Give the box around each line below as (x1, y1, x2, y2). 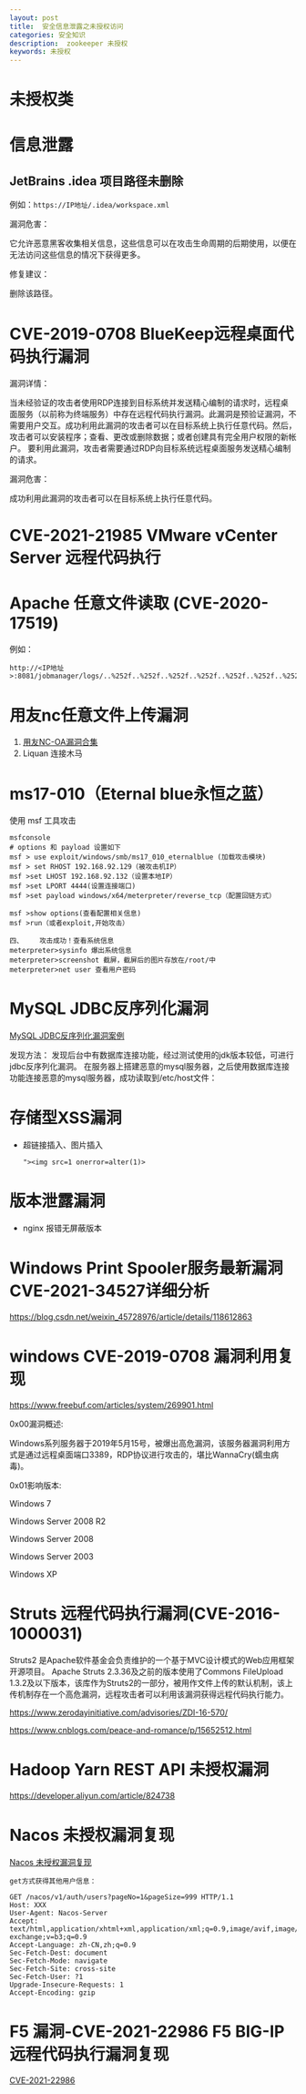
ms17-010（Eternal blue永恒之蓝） (9, 783, 274, 804)
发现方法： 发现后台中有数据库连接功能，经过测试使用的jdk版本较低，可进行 (9, 1049, 294, 1061)
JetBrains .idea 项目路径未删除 (9, 173, 184, 189)
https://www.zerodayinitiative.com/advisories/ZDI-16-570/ (9, 1707, 229, 1718)
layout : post (9, 13, 59, 23)
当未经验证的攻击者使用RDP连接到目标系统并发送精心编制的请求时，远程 (9, 397, 281, 408)
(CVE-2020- (172, 593, 269, 613)
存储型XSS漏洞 (9, 1108, 122, 1129)
